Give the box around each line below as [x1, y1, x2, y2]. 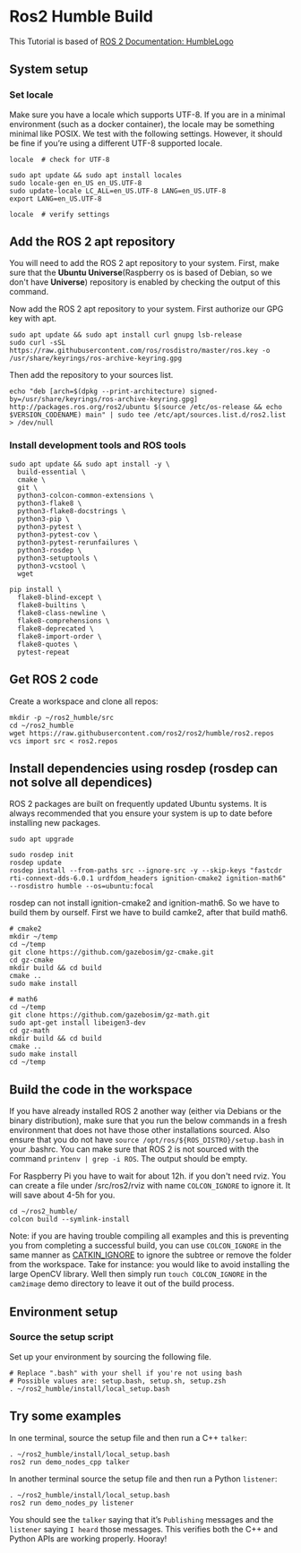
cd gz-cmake [9, 956, 54, 965]
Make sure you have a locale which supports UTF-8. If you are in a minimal [9, 109, 286, 120]
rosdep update [9, 858, 63, 868]
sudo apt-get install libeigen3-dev [9, 1018, 146, 1027]
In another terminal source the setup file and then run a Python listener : [9, 1473, 278, 1484]
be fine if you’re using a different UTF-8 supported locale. [9, 137, 223, 149]
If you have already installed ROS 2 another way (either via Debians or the [9, 1106, 282, 1117]
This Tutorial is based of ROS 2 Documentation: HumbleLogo [9, 36, 235, 47]
